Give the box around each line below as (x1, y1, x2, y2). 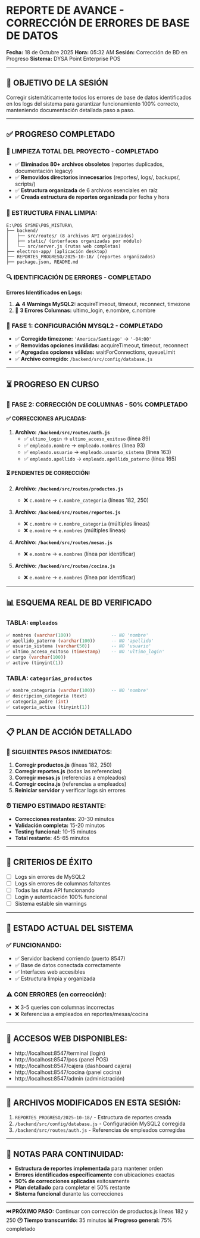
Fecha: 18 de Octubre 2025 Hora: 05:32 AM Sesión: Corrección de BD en (6, 48, 187, 55)
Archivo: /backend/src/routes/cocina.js (14, 562, 115, 570)
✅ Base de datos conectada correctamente (14, 961, 121, 968)
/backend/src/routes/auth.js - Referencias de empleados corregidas (14, 1126, 186, 1134)
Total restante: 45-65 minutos (14, 834, 90, 841)
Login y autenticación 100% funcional (14, 893, 108, 900)
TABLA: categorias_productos (6, 674, 92, 682)
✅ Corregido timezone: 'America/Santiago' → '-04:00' (14, 335, 152, 342)
